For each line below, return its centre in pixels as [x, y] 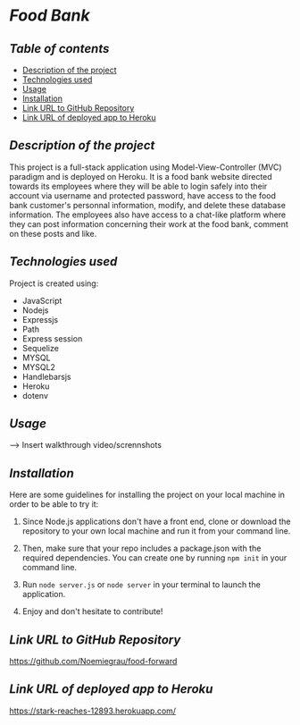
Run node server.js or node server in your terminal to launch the [141, 585]
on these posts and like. [53, 233]
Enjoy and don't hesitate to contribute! [92, 611]
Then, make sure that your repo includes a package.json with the [142, 548]
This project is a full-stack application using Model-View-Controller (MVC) [146, 167]
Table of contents [59, 49]
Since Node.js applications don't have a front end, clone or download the [156, 522]
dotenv [35, 395]
